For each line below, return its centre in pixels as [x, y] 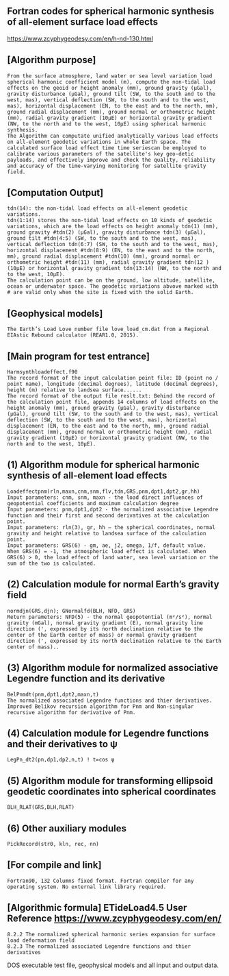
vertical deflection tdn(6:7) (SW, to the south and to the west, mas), [113, 245]
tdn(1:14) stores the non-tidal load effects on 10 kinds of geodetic [110, 221]
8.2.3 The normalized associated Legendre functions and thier [99, 946]
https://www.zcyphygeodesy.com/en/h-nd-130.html [80, 38]
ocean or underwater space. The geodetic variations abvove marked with [113, 286]
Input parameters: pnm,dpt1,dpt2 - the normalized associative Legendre [113, 509]
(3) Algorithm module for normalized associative [113, 668]
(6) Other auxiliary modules [67, 828]
